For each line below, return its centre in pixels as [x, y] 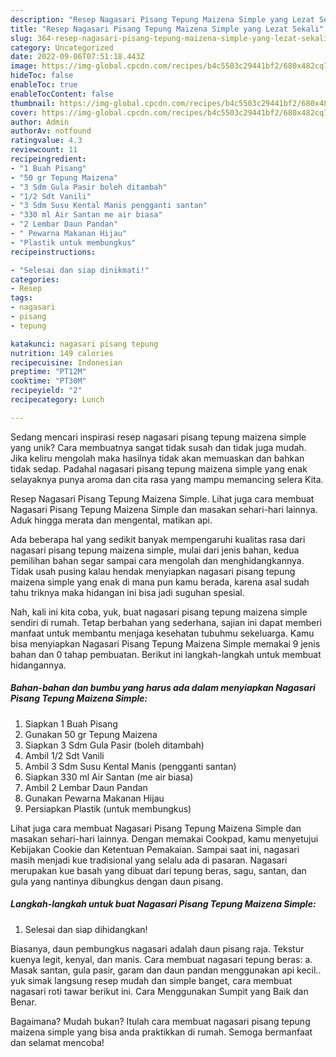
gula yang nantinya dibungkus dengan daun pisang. [117, 881]
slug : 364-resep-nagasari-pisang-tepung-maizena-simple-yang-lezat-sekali [169, 38]
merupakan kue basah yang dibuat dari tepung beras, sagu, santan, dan [158, 870]
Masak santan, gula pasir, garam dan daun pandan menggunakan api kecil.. [166, 970]
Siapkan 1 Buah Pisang [71, 723]
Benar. [23, 1002]
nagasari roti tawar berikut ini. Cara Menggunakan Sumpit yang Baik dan [159, 991]
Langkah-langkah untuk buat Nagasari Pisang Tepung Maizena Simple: [163, 904]
